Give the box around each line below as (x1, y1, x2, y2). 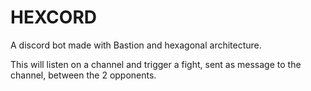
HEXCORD (10, 6, 98, 29)
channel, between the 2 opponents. (10, 69, 157, 81)
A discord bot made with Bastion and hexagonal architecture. (10, 39, 262, 51)
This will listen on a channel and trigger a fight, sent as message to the (10, 58, 302, 70)
